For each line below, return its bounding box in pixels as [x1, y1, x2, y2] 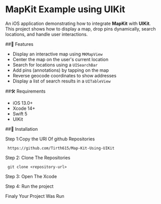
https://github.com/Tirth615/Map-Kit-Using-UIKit [7, 145, 115, 151]
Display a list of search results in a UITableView [12, 78, 111, 84]
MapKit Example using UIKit [5, 4, 125, 15]
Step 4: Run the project [5, 183, 54, 189]
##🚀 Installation [5, 126, 38, 132]
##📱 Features [5, 41, 34, 47]
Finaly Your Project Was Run [5, 193, 65, 199]
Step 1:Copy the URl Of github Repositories [5, 136, 95, 142]
